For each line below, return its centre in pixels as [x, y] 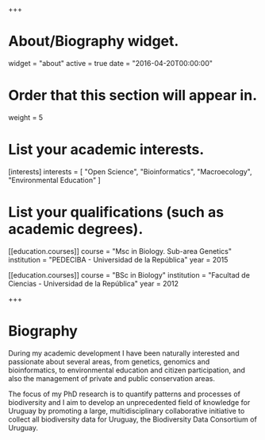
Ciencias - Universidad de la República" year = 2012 [94, 283]
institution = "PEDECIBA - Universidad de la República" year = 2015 [118, 259]
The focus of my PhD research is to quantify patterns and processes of [124, 394]
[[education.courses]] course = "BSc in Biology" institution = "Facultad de [129, 275]
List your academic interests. [106, 150]
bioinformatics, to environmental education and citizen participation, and [127, 370]
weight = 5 [26, 117]
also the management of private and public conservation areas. [112, 378]
